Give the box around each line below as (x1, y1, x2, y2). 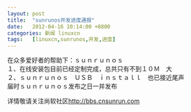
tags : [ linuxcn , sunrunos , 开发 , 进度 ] (7, 36, 116, 43)
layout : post (7, 10, 45, 17)
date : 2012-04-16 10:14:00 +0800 (7, 23, 111, 30)
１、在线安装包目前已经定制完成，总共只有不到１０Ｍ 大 (7, 65, 172, 73)
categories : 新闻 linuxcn (7, 29, 80, 37)
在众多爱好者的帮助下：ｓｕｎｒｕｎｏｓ (7, 56, 123, 65)
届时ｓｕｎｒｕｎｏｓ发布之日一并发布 (7, 82, 117, 90)
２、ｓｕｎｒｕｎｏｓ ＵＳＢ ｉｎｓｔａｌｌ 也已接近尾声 (7, 74, 185, 82)
